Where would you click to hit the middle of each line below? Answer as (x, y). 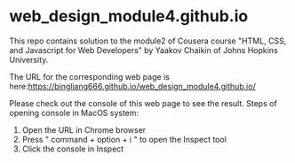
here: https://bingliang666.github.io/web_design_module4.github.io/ (132, 86)
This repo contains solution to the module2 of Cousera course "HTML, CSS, (148, 41)
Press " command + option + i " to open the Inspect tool (124, 139)
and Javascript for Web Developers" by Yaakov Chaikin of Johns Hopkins (144, 50)
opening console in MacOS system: (74, 113)
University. (29, 59)
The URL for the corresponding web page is (90, 76)
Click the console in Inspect (73, 149)
